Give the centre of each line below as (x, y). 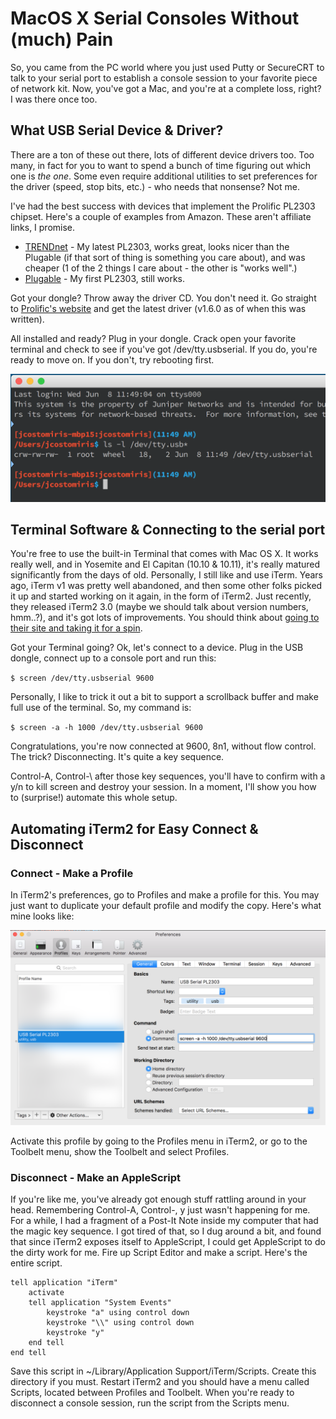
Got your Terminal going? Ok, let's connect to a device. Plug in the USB (157, 648)
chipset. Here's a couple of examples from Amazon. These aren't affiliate (161, 216)
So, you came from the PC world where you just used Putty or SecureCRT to (167, 67)
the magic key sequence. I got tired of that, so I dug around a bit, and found (166, 1231)
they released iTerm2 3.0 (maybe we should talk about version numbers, (159, 607)
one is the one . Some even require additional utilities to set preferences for (164, 176)
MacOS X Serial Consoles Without (155, 18)
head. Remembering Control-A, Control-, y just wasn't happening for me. (160, 1210)
